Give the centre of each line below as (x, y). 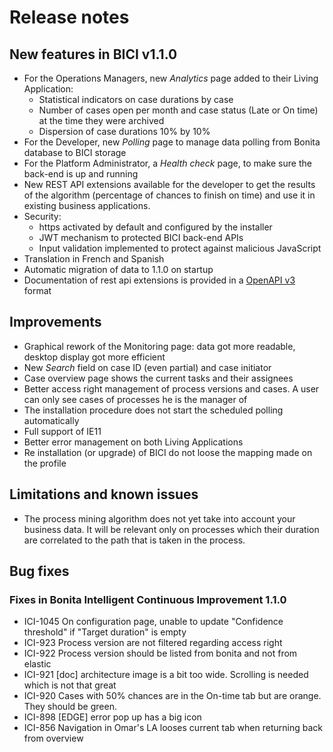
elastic (37, 664)
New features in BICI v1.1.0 (93, 54)
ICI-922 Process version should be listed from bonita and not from (160, 653)
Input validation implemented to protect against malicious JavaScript (180, 248)
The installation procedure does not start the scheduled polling (153, 410)
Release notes (69, 17)
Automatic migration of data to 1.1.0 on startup (118, 269)
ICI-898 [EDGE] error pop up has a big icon (112, 717)
